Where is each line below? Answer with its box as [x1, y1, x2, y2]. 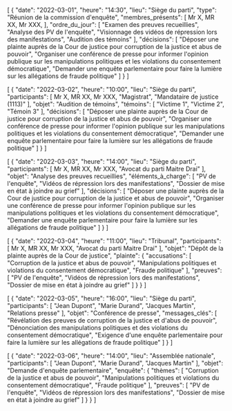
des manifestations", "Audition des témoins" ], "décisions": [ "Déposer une [7, 35, 219, 44]
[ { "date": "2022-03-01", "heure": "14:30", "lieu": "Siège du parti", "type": [7, 6, 217, 14]
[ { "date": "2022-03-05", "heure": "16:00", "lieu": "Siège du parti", [7, 294, 197, 303]
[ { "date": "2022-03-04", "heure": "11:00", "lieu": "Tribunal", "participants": [7, 237, 222, 245]
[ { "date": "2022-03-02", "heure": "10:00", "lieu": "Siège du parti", [7, 86, 197, 93]
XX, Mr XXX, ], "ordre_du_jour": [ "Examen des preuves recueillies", [7, 21, 199, 28]
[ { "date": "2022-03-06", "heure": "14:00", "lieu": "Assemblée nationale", [7, 352, 215, 360]
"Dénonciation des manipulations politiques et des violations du [7, 324, 188, 332]
